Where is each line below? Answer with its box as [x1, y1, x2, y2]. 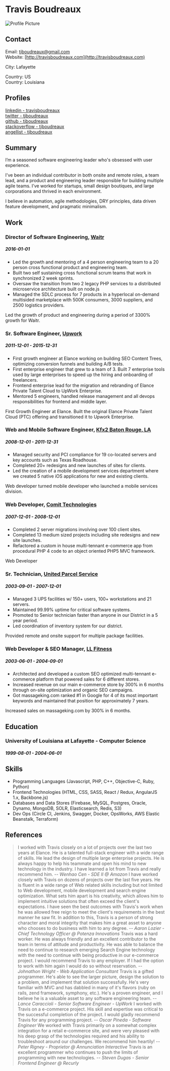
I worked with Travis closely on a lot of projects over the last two [17, 844, 152, 850]
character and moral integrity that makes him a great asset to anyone [17, 920, 162, 926]
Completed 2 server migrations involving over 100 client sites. [12, 526, 142, 532]
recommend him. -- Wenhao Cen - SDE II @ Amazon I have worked [17, 871, 158, 877]
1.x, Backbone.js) [12, 794, 49, 800]
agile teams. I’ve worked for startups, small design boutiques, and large [5, 183, 154, 189]
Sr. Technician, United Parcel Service [5, 571, 98, 578]
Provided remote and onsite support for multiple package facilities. [5, 633, 144, 639]
